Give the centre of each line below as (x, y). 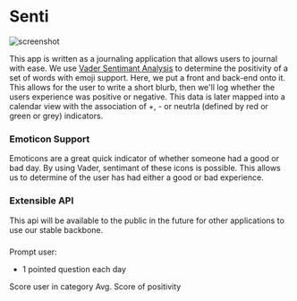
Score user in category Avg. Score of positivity (95, 287)
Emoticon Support (50, 139)
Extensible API (42, 201)
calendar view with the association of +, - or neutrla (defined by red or (139, 106)
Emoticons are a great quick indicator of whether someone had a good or (144, 159)
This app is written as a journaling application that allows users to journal (144, 58)
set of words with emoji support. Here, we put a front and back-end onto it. (148, 77)
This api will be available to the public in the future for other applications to (147, 220)
